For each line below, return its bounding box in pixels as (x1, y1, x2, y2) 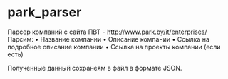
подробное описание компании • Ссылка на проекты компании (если (7, 42, 221, 51)
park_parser (7, 4, 82, 20)
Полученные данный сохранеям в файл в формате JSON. (7, 63, 182, 72)
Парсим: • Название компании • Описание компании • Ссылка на (7, 35, 210, 43)
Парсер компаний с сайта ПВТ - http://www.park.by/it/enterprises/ (7, 28, 208, 36)
